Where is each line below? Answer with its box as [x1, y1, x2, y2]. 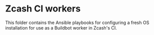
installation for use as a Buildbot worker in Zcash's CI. [5, 24, 117, 30]
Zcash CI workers [5, 3, 81, 14]
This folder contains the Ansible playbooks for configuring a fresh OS [5, 19, 149, 25]
